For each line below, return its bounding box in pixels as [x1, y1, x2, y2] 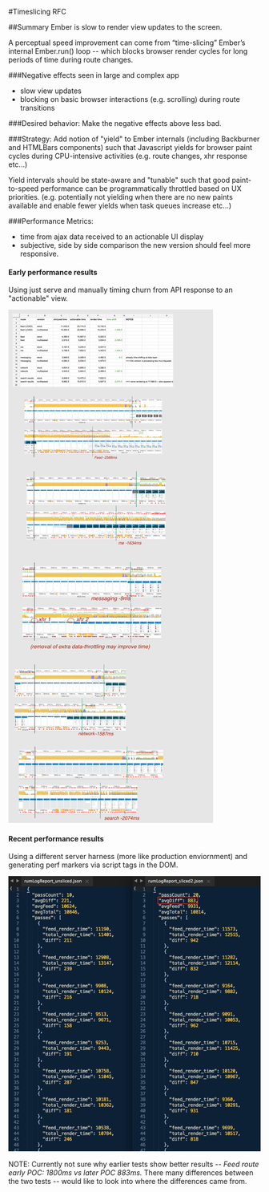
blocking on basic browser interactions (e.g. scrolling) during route [19, 95, 240, 103]
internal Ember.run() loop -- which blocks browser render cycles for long [8, 47, 248, 55]
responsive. [19, 249, 59, 258]
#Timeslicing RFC [8, 7, 66, 16]
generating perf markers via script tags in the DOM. [8, 860, 179, 870]
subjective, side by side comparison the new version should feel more [19, 241, 251, 249]
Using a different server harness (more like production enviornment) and [8, 852, 248, 862]
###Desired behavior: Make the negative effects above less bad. [8, 119, 222, 128]
